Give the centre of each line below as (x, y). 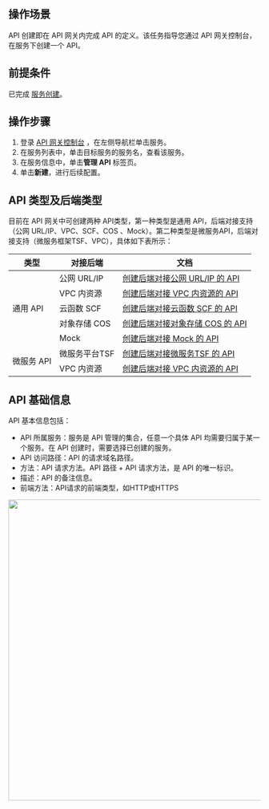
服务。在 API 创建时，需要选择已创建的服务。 (101, 448)
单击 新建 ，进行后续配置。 (62, 173)
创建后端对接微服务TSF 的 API (179, 354)
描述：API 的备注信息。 (58, 478)
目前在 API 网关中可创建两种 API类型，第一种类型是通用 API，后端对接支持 (131, 221)
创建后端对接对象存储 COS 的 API (185, 323)
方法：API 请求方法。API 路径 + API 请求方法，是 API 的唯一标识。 (129, 468)
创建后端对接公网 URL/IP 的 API (181, 278)
